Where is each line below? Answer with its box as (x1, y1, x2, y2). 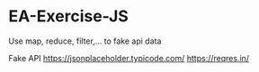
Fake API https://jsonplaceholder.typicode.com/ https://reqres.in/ (8, 52, 249, 63)
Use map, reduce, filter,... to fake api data (8, 36, 162, 46)
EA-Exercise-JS (8, 6, 129, 27)
